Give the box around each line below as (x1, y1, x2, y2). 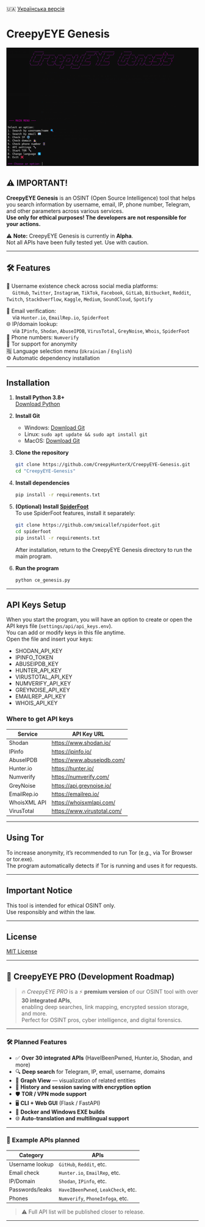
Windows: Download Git (24, 424, 85, 431)
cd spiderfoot (15, 528, 51, 535)
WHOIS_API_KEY (15, 700, 58, 707)
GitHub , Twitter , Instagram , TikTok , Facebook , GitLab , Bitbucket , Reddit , (12, 289, 191, 296)
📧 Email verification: (6, 307, 57, 314)
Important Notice (6, 885, 73, 896)
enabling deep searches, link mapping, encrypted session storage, (21, 1003, 189, 1011)
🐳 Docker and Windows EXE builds (15, 1108, 105, 1116)
